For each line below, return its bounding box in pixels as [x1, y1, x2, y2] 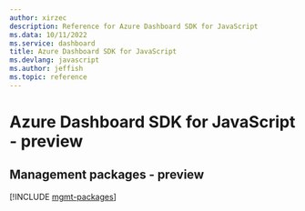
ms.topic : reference [9, 73, 88, 82]
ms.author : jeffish [9, 65, 84, 74]
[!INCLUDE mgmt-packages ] [9, 191, 117, 202]
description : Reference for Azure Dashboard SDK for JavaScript [9, 22, 259, 31]
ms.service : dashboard [9, 38, 96, 48]
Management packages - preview [9, 167, 205, 183]
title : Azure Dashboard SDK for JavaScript [9, 47, 178, 56]
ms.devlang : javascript [9, 55, 100, 65]
